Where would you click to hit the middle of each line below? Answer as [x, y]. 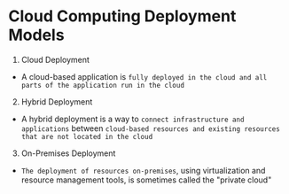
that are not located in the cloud [87, 136]
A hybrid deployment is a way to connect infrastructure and [133, 119]
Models [36, 35]
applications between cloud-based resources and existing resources [150, 128]
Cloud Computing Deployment [122, 16]
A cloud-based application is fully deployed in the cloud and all [144, 76]
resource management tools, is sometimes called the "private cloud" [146, 180]
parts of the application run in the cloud [103, 85]
